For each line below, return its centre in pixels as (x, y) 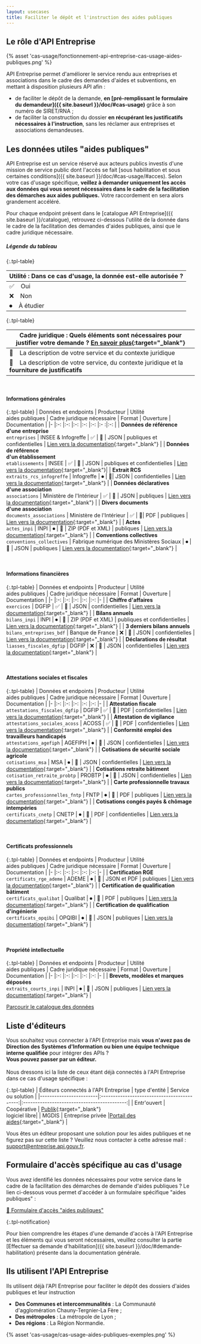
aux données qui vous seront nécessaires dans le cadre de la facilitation (98, 189)
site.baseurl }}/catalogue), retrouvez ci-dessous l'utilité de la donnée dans (98, 220)
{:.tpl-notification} (28, 1222)
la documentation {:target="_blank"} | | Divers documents (77, 503)
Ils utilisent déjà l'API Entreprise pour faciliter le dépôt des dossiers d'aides (98, 1286)
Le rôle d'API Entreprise (51, 42)
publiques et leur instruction (41, 1292)
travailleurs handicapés (36, 736)
